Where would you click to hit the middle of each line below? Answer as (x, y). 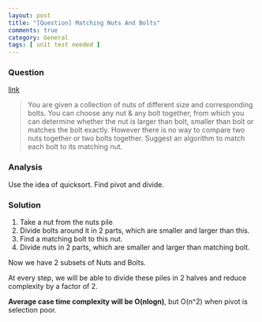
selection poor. (32, 310)
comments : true (33, 30)
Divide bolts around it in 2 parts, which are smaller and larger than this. (135, 230)
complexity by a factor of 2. (53, 286)
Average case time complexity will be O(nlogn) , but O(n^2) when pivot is (128, 301)
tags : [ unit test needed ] (54, 45)
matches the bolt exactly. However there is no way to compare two (136, 130)
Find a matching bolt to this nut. (71, 239)
